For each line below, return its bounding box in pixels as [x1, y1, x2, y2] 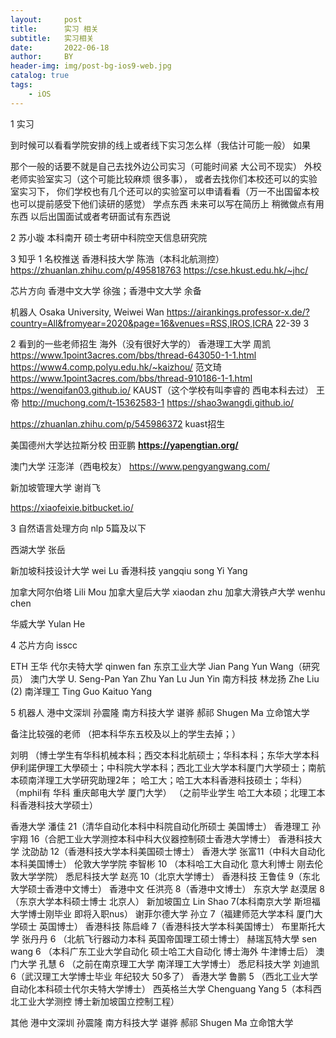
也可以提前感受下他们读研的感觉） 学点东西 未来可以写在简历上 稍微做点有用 [10, 197, 325, 210]
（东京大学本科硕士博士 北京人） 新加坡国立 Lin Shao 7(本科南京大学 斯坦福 [10, 895, 321, 907]
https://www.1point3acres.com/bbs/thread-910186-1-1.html [10, 372, 253, 384]
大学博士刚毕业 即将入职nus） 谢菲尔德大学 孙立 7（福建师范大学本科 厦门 [10, 907, 315, 920]
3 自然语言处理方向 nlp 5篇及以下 [10, 522, 147, 534]
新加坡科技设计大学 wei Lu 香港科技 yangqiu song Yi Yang [10, 564, 248, 576]
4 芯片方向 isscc [10, 639, 78, 651]
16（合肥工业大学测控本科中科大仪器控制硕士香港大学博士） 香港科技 [29, 832, 314, 845]
